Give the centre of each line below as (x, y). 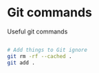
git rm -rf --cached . (40, 56)
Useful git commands (37, 31)
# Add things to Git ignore (47, 50)
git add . (21, 63)
